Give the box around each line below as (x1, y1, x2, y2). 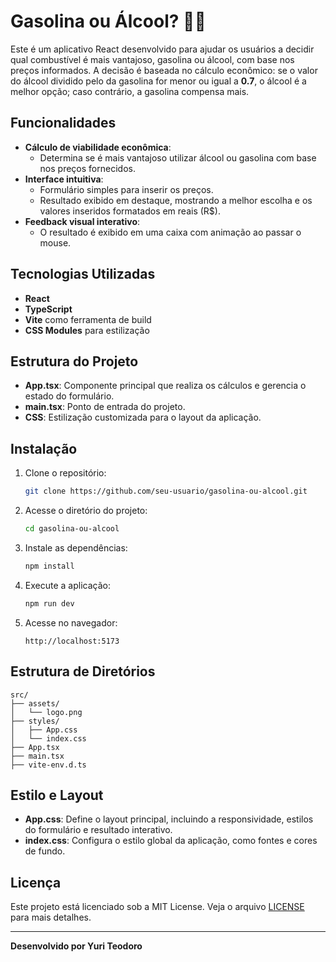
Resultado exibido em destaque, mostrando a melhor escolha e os (39, 194, 313, 206)
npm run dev (24, 598, 75, 609)
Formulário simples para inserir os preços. (39, 183, 214, 195)
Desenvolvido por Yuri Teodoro (10, 940, 143, 952)
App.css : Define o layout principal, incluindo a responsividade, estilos (24, 813, 314, 825)
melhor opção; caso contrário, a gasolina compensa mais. (10, 85, 250, 97)
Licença (10, 874, 62, 891)
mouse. (39, 236, 72, 249)
